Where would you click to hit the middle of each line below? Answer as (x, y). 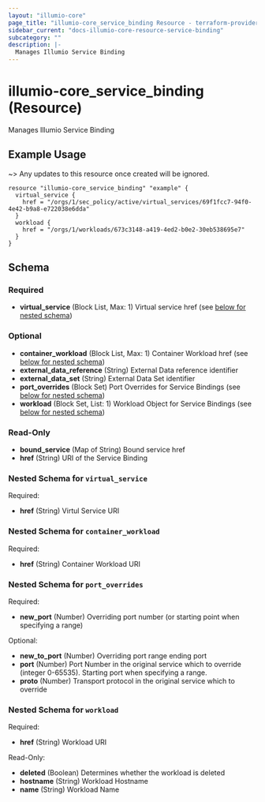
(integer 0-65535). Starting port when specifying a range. (113, 673)
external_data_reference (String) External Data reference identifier (129, 370)
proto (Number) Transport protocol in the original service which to (127, 680)
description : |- (35, 45)
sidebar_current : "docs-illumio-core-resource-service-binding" (116, 30)
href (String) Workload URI (63, 742)
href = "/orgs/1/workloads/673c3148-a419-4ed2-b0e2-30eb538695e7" (134, 230)
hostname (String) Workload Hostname (84, 781)
